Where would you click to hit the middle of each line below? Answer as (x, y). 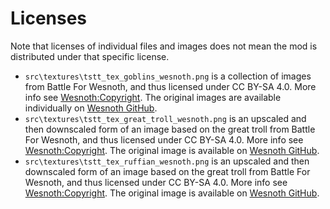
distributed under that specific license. (90, 56)
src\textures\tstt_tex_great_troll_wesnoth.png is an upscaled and (165, 118)
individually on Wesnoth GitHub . (91, 108)
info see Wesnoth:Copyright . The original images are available (153, 97)
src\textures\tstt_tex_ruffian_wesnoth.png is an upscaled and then (167, 161)
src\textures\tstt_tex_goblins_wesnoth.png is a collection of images (168, 76)
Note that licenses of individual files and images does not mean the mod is (164, 46)
